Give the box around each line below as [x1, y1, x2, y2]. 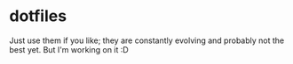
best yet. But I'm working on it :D [9, 44, 129, 54]
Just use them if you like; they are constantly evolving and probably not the [9, 35, 285, 46]
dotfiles [9, 6, 67, 26]
